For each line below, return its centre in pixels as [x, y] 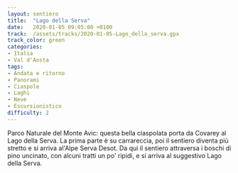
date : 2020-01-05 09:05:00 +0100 [60, 27]
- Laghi [19, 93]
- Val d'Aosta [28, 60]
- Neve [17, 100]
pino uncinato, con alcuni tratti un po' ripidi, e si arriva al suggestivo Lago [115, 155]
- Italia [20, 54]
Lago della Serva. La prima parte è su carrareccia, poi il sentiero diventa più [118, 140]
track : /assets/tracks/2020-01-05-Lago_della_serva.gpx [93, 34]
